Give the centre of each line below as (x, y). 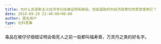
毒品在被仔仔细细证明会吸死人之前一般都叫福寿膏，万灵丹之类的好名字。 (77, 37)
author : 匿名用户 (21, 18)
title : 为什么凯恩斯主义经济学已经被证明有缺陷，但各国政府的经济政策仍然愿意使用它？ (81, 9)
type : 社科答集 (19, 23)
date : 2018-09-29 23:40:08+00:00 (39, 14)
